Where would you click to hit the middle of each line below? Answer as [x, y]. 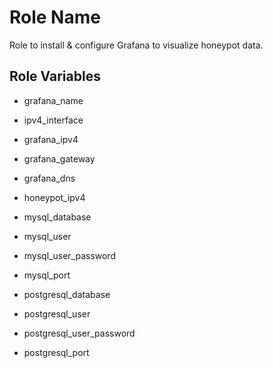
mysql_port [47, 275]
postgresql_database [67, 294]
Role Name [55, 17]
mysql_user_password [69, 255]
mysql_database [57, 217]
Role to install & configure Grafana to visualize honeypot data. [136, 45]
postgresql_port [56, 352]
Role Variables [55, 76]
